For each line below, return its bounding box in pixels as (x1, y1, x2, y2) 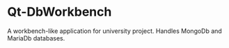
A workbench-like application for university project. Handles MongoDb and (7, 27, 223, 35)
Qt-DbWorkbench (7, 4, 112, 20)
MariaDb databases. (7, 34, 65, 42)
